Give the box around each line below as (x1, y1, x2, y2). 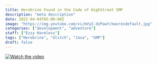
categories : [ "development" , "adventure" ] (5, 26, 96, 31)
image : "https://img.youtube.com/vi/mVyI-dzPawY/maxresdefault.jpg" (5, 21, 152, 26)
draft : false (5, 40, 33, 45)
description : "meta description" (5, 12, 76, 17)
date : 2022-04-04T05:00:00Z (5, 16, 65, 21)
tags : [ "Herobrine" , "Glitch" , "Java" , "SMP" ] (5, 35, 105, 40)
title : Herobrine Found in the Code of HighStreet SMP (5, 7, 123, 12)
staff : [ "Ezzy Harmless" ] (5, 30, 60, 35)
